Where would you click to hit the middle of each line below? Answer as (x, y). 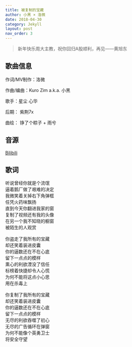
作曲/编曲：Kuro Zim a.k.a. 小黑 (38, 90)
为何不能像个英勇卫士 (27, 333)
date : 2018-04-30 (24, 19)
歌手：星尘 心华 (21, 101)
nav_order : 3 (19, 34)
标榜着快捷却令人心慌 (27, 271)
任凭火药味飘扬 (21, 202)
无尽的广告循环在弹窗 (27, 327)
